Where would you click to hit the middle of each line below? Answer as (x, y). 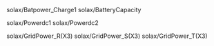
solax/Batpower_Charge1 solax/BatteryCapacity (74, 10)
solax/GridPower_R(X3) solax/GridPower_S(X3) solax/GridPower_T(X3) (107, 36)
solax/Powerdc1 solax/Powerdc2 (53, 23)
